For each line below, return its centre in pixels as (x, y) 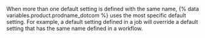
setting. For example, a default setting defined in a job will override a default (102, 22)
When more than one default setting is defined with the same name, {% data (103, 9)
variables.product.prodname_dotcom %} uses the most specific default (96, 15)
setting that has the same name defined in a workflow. (75, 28)
